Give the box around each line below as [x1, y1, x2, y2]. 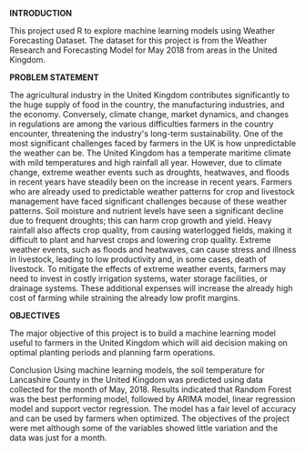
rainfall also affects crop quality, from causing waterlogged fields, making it [9, 225, 292, 236]
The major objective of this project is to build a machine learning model [9, 327, 276, 338]
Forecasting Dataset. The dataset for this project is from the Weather [9, 35, 268, 45]
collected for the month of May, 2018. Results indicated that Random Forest [9, 384, 292, 395]
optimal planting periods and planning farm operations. [9, 347, 216, 357]
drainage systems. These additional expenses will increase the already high [9, 283, 293, 294]
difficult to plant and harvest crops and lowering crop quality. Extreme [9, 235, 271, 245]
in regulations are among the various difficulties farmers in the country [9, 118, 274, 129]
